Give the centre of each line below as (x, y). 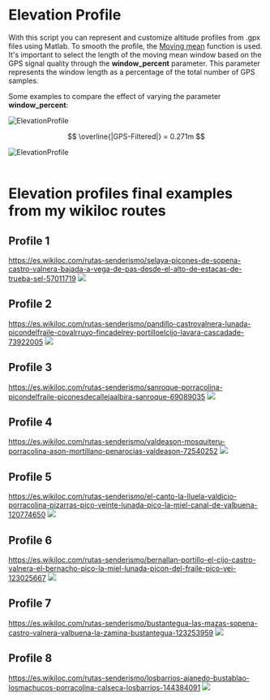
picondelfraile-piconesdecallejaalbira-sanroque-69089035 (107, 396)
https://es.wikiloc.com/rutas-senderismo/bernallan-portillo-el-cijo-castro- (133, 560)
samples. (24, 80)
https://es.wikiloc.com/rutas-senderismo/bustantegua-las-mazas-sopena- (133, 623)
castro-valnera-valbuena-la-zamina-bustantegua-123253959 (111, 633)
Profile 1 (29, 241)
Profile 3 (30, 367)
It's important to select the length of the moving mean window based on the (135, 54)
